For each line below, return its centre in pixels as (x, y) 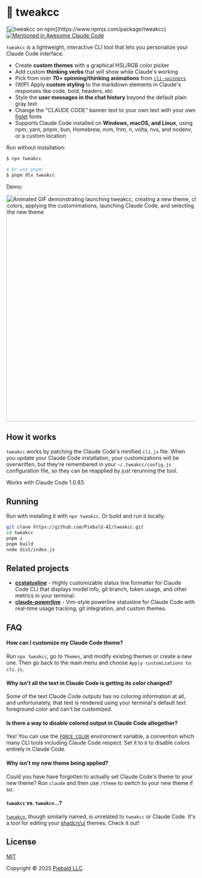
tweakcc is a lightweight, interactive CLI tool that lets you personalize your (97, 47)
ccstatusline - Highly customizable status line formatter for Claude (98, 583)
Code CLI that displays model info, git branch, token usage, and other (101, 589)
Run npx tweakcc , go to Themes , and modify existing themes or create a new (99, 656)
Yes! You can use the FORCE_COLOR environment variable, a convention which (100, 736)
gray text (26, 103)
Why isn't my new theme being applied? (57, 763)
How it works (31, 437)
